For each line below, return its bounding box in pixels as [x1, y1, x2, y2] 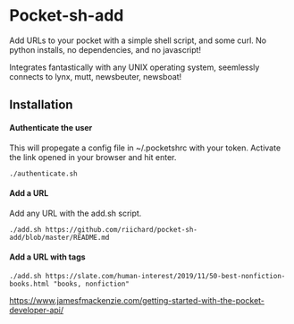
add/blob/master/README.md [9, 233, 110, 242]
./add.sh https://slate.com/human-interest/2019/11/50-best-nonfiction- [9, 271, 286, 280]
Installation [9, 98, 73, 113]
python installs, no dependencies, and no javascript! [9, 44, 202, 55]
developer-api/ [9, 304, 64, 315]
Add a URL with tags [9, 252, 87, 262]
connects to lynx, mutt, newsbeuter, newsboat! [9, 71, 182, 81]
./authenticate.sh [9, 169, 78, 178]
